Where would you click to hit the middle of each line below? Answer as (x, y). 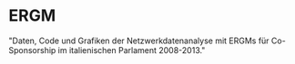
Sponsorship (32, 50)
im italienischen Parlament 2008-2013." (132, 50)
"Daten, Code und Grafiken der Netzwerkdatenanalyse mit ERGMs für (139, 41)
